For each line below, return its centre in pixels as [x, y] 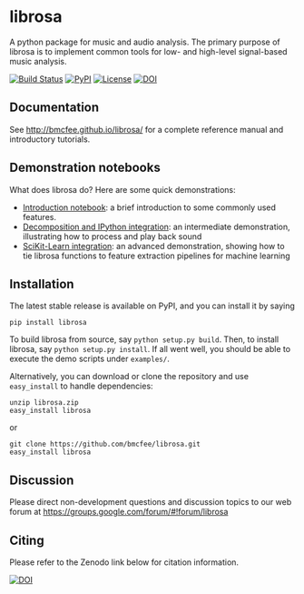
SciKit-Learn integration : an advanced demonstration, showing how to [153, 246]
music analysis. [38, 61]
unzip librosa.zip [44, 403]
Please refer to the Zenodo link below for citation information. [124, 562]
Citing [27, 540]
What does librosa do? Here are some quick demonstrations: [123, 189]
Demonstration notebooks [85, 168]
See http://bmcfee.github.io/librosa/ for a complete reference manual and [147, 129]
